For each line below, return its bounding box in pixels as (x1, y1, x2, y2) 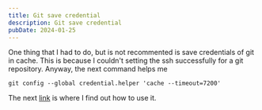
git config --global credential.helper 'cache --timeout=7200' (8, 79, 222, 87)
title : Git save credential (8, 11, 101, 20)
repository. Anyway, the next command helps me (8, 64, 168, 74)
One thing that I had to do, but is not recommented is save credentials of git (8, 48, 255, 57)
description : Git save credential (8, 19, 123, 27)
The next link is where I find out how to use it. (8, 93, 157, 103)
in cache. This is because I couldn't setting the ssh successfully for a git (8, 56, 244, 65)
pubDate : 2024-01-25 (8, 26, 77, 34)
